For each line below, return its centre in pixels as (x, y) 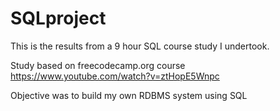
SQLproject (58, 18)
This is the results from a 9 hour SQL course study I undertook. (140, 46)
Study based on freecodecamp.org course (98, 65)
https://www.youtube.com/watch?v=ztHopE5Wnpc (115, 76)
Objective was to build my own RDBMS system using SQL (129, 95)
